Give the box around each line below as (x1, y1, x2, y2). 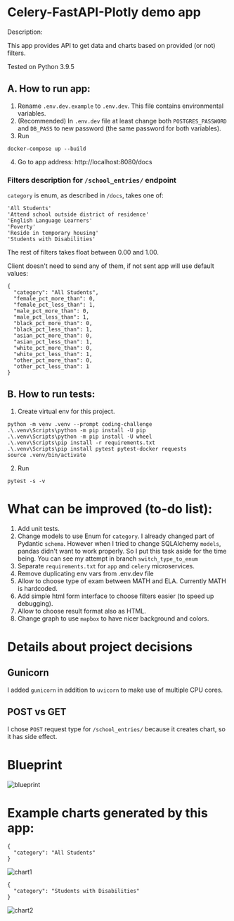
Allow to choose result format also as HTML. (17, 606, 146, 615)
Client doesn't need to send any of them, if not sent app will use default (7, 262, 214, 270)
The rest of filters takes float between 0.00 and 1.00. (7, 248, 160, 257)
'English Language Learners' (7, 217, 93, 224)
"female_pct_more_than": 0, (13, 295, 96, 303)
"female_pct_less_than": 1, (13, 301, 96, 309)
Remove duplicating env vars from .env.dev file (17, 569, 154, 578)
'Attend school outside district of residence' (7, 211, 150, 219)
